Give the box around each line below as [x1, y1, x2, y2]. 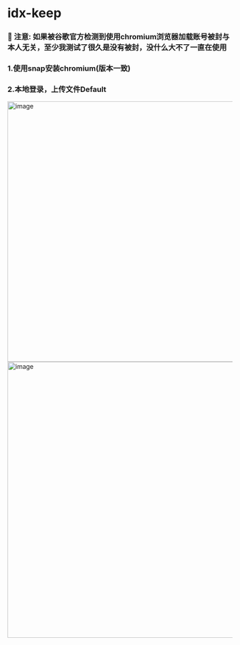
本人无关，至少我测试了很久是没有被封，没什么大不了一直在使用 [7, 43, 227, 53]
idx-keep [7, 5, 62, 21]
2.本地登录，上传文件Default [7, 84, 107, 94]
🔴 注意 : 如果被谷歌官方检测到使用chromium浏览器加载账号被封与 [7, 32, 230, 42]
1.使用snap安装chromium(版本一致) [7, 64, 131, 73]
